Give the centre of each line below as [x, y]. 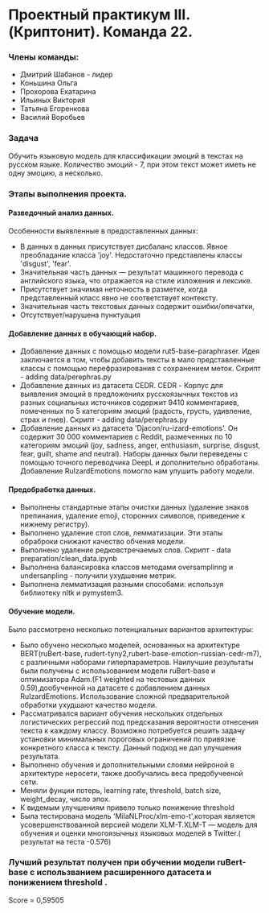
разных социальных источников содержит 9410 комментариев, [129, 403]
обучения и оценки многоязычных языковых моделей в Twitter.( [130, 833]
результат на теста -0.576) [65, 841]
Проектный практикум [90, 15]
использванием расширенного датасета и [124, 873]
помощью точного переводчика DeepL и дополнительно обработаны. [140, 463]
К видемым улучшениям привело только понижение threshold [127, 808]
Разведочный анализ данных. [61, 213]
